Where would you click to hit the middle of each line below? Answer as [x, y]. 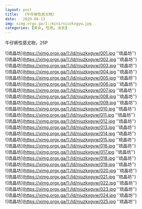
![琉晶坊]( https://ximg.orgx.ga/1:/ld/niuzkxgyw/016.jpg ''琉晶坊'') [71, 146]
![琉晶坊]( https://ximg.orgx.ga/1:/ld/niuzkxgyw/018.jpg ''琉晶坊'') [71, 158]
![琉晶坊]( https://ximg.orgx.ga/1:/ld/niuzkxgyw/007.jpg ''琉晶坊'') [71, 90]
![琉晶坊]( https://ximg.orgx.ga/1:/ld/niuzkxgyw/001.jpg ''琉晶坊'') [71, 53]
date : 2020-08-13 [25, 19]
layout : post [19, 10]
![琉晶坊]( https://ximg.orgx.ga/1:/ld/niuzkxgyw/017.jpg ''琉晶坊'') [70, 152]
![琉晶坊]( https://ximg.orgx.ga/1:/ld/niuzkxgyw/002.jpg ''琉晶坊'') [71, 59]
